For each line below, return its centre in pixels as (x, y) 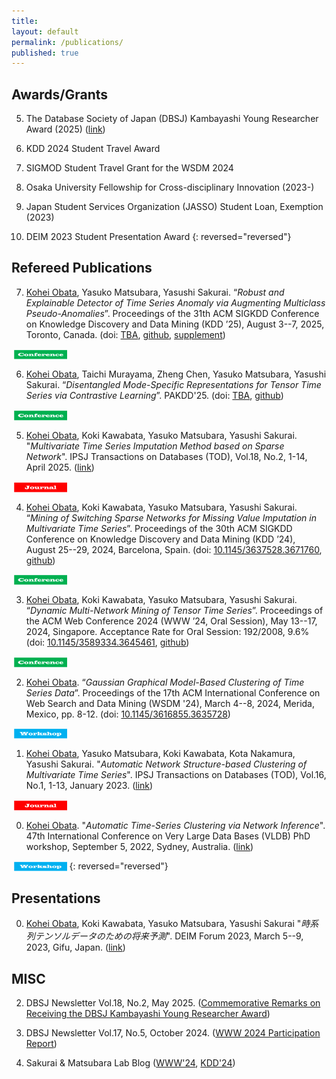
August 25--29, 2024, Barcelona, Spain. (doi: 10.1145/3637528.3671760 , (174, 549)
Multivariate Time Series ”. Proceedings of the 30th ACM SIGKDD (159, 528)
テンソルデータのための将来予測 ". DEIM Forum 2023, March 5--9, (169, 936)
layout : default (45, 31)
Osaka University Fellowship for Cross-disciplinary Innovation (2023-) (170, 187)
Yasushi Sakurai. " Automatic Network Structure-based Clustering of (166, 764)
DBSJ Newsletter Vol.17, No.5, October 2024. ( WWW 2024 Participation (173, 1033)
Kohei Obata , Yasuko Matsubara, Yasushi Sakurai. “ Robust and (155, 292)
